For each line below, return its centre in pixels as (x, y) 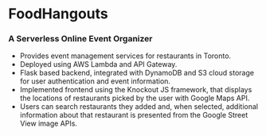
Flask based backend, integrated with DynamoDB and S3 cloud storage (137, 73)
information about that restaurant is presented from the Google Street (134, 115)
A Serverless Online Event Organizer (80, 39)
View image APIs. (49, 123)
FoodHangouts (59, 14)
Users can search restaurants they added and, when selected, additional (139, 107)
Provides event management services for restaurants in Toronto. (125, 56)
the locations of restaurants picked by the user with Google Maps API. (135, 98)
